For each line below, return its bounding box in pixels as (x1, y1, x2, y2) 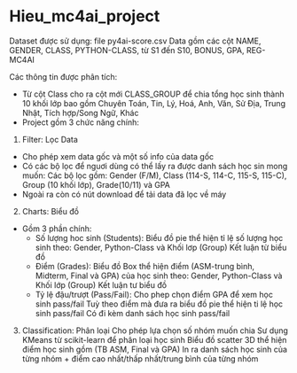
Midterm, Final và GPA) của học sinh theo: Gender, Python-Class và (35, 270, 283, 281)
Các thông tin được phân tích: (9, 71, 118, 82)
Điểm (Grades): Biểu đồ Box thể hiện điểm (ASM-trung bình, (35, 260, 255, 271)
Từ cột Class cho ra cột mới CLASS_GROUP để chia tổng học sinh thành (21, 89, 285, 99)
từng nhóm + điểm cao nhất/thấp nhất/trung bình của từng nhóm (21, 353, 259, 364)
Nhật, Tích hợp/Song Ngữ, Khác (21, 107, 139, 118)
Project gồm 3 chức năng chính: (21, 117, 140, 128)
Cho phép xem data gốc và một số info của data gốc (21, 151, 215, 161)
